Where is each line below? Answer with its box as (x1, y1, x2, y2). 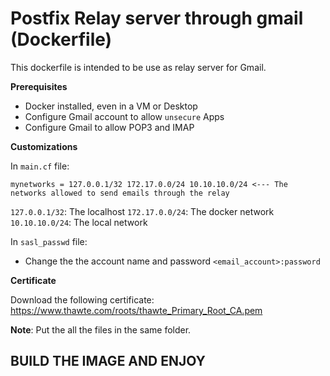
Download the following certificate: (10, 293, 155, 306)
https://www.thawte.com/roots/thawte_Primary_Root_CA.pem (10, 304, 263, 316)
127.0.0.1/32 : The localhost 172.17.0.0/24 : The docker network (10, 205, 275, 217)
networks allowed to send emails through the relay (10, 188, 230, 198)
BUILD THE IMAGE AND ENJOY (10, 353, 206, 370)
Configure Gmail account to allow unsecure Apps (24, 110, 225, 122)
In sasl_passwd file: (10, 235, 88, 247)
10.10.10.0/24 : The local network (10, 216, 148, 228)
